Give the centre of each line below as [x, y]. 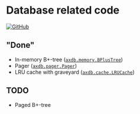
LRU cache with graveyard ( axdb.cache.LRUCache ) [74, 72]
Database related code [63, 10]
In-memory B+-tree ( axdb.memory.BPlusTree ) [69, 59]
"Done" [20, 45]
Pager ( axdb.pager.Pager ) [46, 66]
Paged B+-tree [33, 105]
